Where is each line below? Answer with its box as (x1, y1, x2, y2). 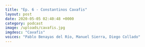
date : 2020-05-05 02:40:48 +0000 (5, 16, 74, 21)
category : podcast (5, 21, 43, 26)
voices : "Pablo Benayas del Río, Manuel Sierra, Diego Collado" (5, 35, 141, 40)
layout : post (5, 12, 32, 17)
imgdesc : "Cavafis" (5, 30, 46, 35)
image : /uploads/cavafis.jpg (5, 25, 65, 30)
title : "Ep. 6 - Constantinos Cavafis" (5, 7, 88, 12)
